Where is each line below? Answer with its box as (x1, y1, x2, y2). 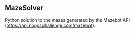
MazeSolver (5, 4, 43, 12)
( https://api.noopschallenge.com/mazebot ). (5, 22, 96, 28)
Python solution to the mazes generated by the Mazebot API (5, 17, 130, 23)
